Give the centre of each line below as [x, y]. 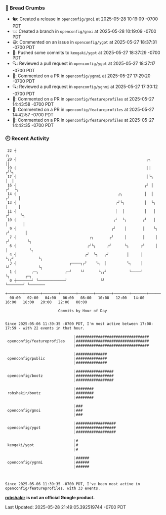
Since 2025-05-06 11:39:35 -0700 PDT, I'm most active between [72, 324]
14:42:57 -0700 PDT [33, 115]
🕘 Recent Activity [27, 139]
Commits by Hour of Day [83, 311]
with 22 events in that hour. [54, 328]
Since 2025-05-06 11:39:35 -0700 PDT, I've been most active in [73, 484]
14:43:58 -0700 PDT [33, 104]
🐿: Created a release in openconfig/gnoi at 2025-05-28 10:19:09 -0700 [85, 19]
